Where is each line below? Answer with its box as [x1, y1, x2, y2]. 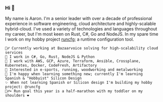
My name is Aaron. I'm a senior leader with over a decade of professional [5, 16, 152, 22]
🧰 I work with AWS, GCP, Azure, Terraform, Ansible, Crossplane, [5, 59, 141, 64]
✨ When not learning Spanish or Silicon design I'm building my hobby [5, 80, 153, 85]
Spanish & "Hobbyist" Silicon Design [5, 76, 82, 81]
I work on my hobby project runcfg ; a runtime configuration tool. [5, 36, 134, 42]
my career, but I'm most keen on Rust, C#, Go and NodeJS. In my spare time [5, 31, 159, 37]
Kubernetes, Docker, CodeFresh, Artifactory [5, 63, 97, 68]
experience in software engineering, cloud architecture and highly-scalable [5, 21, 156, 26]
